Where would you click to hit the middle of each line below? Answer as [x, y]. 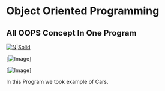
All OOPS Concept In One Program [71, 33]
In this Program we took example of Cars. [57, 82]
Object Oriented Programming [83, 11]
